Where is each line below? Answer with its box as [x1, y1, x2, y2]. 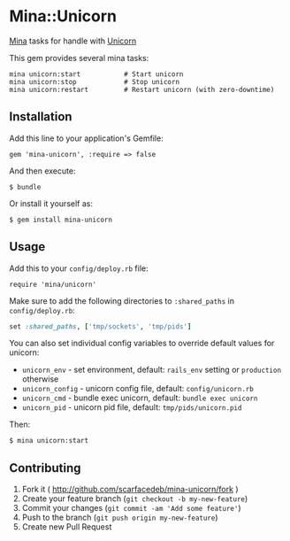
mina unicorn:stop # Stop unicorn [9, 77, 179, 86]
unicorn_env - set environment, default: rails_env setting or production [21, 365, 281, 375]
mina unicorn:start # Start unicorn [9, 69, 184, 79]
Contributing [9, 460, 81, 475]
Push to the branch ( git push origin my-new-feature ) [21, 512, 218, 523]
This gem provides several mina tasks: [9, 52, 149, 63]
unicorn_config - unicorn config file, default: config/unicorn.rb [21, 383, 254, 394]
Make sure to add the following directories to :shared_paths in [9, 295, 234, 306]
